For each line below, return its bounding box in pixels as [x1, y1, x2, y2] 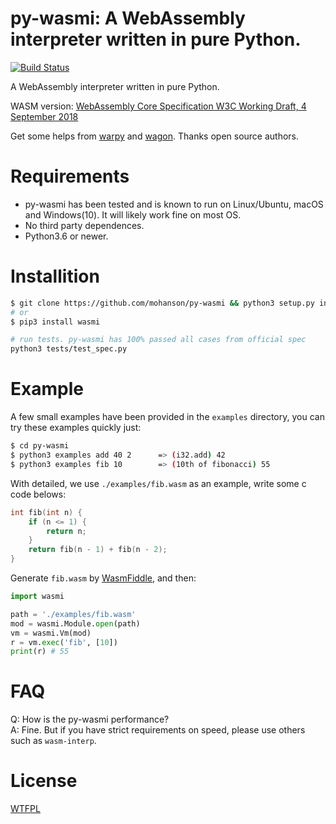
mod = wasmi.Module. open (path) [10, 618, 141, 629]
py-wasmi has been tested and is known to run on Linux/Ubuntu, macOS [24, 198, 324, 210]
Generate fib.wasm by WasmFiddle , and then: [10, 572, 197, 584]
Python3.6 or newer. [24, 230, 109, 242]
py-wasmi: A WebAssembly [10, 7, 246, 30]
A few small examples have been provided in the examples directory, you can [10, 411, 325, 423]
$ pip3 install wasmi [10, 317, 101, 327]
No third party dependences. [24, 219, 145, 231]
